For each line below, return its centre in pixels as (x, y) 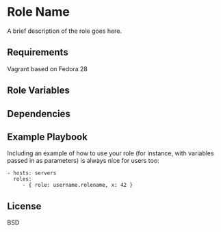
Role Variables (38, 91)
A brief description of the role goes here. (64, 31)
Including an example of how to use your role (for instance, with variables (110, 153)
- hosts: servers (32, 173)
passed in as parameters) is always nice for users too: (83, 161)
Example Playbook (47, 137)
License (24, 206)
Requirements (38, 52)
